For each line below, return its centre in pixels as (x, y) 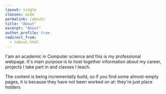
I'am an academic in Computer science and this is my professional (73, 56)
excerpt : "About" (23, 28)
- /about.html (24, 42)
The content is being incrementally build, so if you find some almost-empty (82, 76)
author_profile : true (28, 33)
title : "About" (21, 24)
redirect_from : (21, 38)
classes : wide (20, 14)
